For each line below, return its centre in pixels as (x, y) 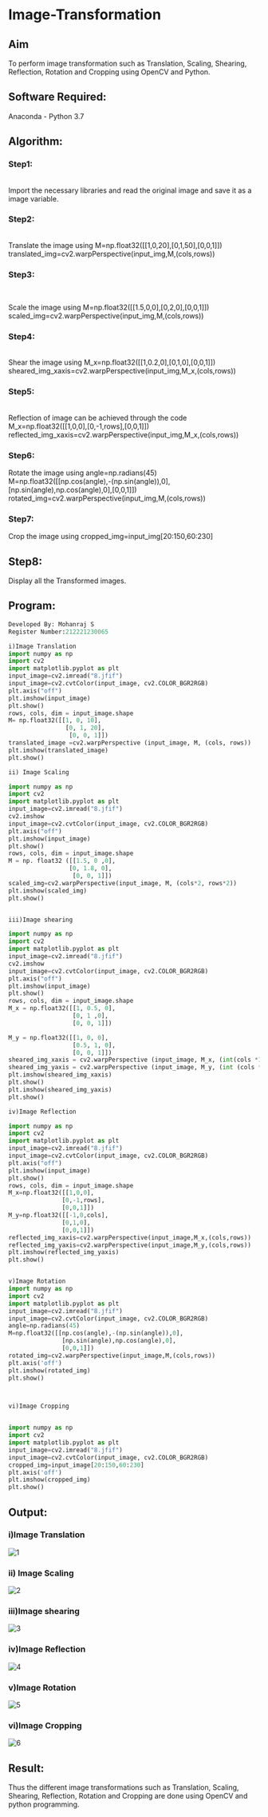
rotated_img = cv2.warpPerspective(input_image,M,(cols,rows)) (112, 1356)
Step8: (25, 561)
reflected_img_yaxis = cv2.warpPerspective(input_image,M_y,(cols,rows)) (130, 1245)
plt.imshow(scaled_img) (48, 891)
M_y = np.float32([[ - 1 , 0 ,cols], (59, 1216)
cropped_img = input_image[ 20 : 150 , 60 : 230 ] (77, 1465)
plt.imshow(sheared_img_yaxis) (60, 1089)
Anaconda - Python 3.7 (46, 116)
